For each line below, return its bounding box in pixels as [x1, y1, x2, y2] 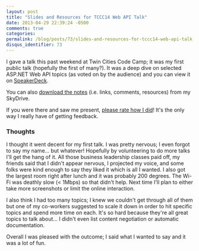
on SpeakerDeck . [6, 77, 49, 84]
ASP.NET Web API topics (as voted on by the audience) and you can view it [6, 71, 191, 78]
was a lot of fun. [6, 240, 46, 247]
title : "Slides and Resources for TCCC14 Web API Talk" [6, 14, 147, 20]
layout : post [6, 8, 39, 15]
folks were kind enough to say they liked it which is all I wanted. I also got [6, 166, 186, 173]
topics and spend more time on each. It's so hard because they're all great [6, 209, 188, 217]
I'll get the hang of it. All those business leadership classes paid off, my [6, 154, 180, 161]
